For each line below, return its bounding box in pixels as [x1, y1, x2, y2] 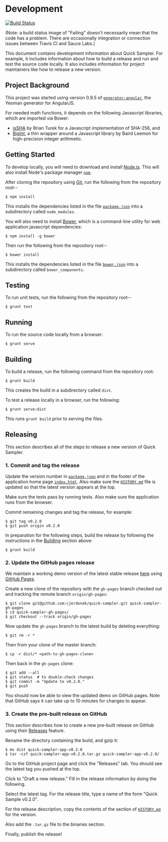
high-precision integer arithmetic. [12, 135, 82, 142]
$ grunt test [5, 304, 33, 310]
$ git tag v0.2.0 [5, 519, 42, 524]
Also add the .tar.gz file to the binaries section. [5, 821, 105, 827]
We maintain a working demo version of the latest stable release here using [5, 570, 162, 577]
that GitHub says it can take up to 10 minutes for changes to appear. [5, 698, 147, 704]
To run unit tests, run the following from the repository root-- [5, 294, 132, 300]
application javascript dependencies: [5, 223, 82, 229]
